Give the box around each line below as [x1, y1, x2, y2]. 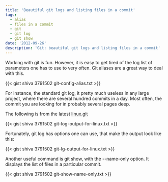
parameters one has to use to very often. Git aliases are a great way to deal [5, 65, 163, 71]
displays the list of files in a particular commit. [5, 161, 102, 167]
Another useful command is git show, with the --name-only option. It [5, 155, 149, 162]
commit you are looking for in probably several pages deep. [5, 100, 131, 107]
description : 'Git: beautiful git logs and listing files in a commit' [5, 45, 160, 50]
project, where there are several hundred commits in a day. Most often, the [5, 95, 162, 101]
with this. [5, 70, 24, 76]
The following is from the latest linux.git [5, 111, 88, 117]
